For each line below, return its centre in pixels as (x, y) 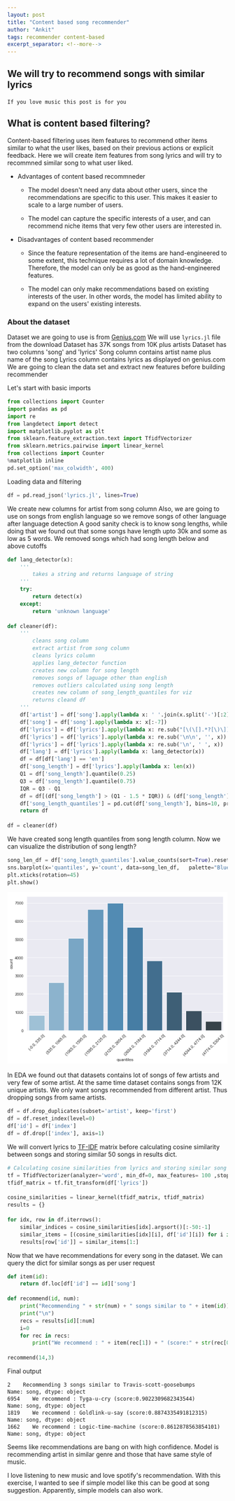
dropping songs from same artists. (57, 1097)
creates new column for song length (86, 670)
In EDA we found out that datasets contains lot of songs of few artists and (113, 1075)
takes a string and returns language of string (103, 575)
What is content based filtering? (79, 124)
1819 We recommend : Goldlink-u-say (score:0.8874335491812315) (108, 1413)
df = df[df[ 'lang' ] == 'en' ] (62, 759)
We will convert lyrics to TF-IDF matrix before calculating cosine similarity (114, 1146)
